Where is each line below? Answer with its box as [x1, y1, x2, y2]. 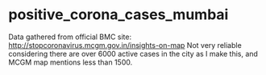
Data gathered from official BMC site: [8, 32, 131, 41]
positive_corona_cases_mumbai [8, 6, 229, 24]
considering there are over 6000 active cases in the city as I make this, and [8, 49, 258, 58]
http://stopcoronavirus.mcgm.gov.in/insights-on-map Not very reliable [8, 40, 242, 49]
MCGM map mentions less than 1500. [8, 57, 133, 67]
